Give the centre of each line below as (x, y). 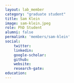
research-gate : (29, 69)
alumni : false (19, 32)
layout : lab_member (25, 10)
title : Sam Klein (22, 19)
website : (22, 64)
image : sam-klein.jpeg (28, 23)
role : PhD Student (23, 28)
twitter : (22, 46)
